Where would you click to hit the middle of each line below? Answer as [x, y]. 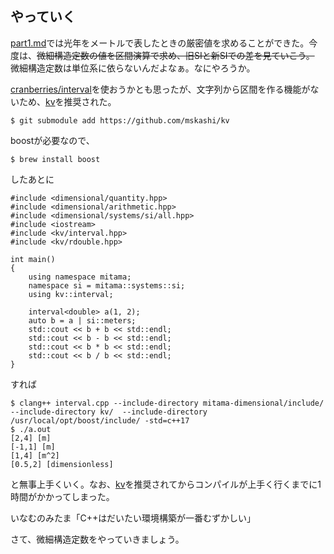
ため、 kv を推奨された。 [67, 101]
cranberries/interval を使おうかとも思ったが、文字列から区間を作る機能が [160, 89]
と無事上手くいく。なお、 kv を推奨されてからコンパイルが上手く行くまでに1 [166, 484]
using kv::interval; [71, 294]
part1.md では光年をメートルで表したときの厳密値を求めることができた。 [160, 43]
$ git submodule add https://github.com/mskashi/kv [120, 120]
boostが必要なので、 [52, 140]
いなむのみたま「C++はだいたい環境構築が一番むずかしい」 [133, 518]
